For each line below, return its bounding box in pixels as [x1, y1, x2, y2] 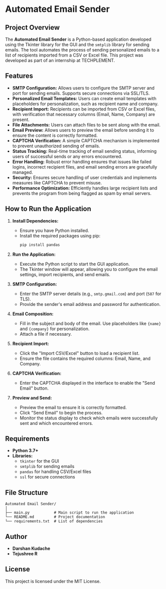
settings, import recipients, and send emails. [19, 271, 111, 277]
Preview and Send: [12, 395, 52, 401]
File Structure [5, 488, 48, 497]
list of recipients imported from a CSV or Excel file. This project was [5, 52, 144, 58]
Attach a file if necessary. [19, 331, 72, 337]
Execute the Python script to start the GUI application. [19, 261, 130, 267]
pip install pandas [19, 242, 60, 247]
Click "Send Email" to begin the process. [19, 410, 103, 415]
